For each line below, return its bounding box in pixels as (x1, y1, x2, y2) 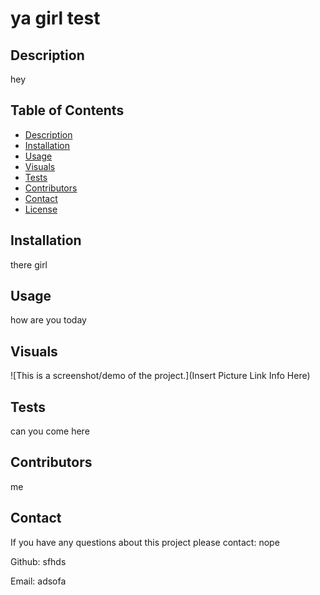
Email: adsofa (10, 575, 67, 587)
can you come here (10, 425, 90, 437)
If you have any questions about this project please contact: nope (10, 536, 280, 548)
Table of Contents (10, 102, 125, 119)
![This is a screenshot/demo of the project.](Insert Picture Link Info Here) (10, 370, 311, 382)
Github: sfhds (10, 555, 67, 567)
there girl (10, 258, 48, 271)
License (24, 203, 58, 215)
